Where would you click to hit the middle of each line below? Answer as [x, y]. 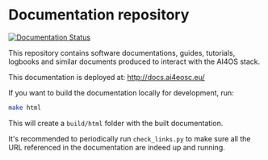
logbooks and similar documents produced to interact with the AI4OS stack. [134, 61]
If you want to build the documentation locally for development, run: [121, 93]
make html [25, 107]
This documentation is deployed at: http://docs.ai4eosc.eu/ [107, 77]
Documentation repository [99, 15]
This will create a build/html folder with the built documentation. [116, 123]
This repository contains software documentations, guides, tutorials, [122, 53]
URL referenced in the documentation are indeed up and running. [117, 147]
